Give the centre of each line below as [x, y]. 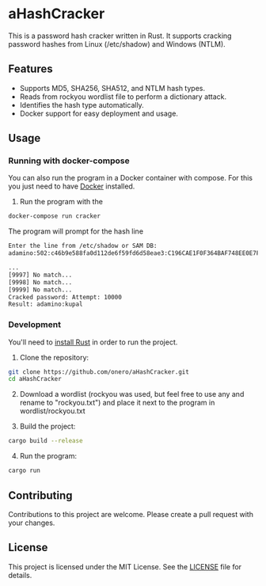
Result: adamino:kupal [46, 304]
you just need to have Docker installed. [72, 186]
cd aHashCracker [35, 379]
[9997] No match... [40, 275]
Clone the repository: [54, 357]
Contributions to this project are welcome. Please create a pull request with [131, 514]
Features [30, 69]
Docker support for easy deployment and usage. [99, 113]
